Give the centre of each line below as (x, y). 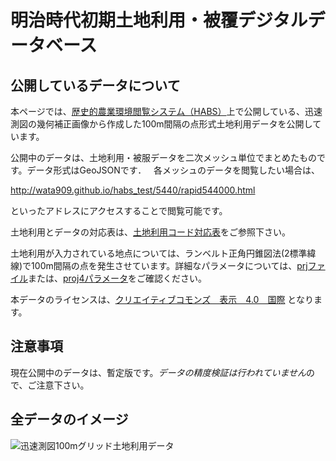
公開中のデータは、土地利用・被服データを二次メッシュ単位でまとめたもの (163, 157)
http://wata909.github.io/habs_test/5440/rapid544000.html (133, 190)
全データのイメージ (69, 419)
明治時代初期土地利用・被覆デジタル (159, 20)
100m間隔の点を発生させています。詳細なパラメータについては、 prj (169, 265)
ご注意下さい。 (58, 385)
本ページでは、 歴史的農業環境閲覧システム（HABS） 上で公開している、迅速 (166, 111)
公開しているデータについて (95, 85)
